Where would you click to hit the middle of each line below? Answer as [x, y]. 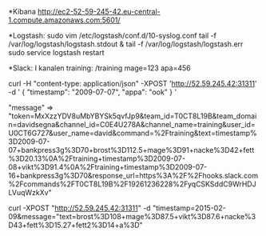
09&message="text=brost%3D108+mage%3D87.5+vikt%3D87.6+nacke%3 [132, 216]
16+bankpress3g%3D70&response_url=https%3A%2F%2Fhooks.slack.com [133, 176]
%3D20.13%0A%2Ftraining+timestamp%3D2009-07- [97, 158]
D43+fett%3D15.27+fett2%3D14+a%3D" [76, 225]
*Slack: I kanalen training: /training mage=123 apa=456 [99, 68]
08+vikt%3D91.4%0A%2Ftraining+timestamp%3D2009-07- [108, 167]
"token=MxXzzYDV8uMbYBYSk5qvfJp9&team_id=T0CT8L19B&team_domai [133, 116]
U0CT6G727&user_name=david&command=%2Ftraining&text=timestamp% [133, 133]
